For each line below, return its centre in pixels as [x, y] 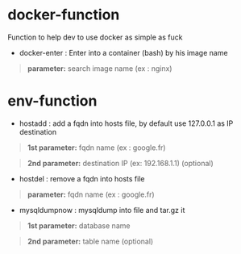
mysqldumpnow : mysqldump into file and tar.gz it [102, 210]
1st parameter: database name [79, 225]
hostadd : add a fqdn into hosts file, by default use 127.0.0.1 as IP [126, 123]
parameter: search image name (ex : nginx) [100, 68]
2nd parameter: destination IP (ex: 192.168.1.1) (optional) [120, 163]
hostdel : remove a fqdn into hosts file [82, 178]
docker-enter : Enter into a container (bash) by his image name [123, 52]
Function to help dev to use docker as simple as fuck [95, 37]
